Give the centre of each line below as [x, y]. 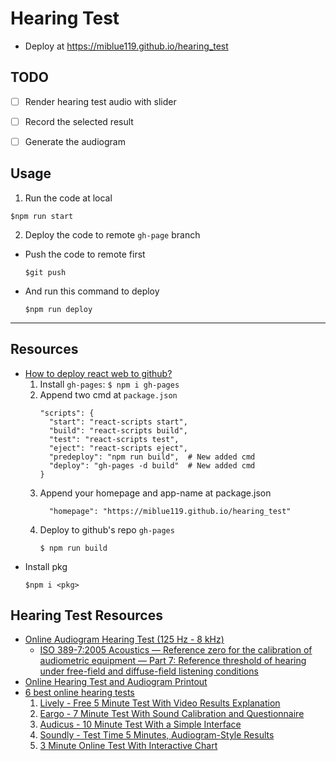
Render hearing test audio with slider [100, 101]
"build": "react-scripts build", [118, 430]
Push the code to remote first [85, 254]
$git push [45, 272]
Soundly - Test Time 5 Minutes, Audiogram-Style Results [157, 735]
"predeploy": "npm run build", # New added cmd [152, 457]
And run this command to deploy [92, 291]
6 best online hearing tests [79, 693]
